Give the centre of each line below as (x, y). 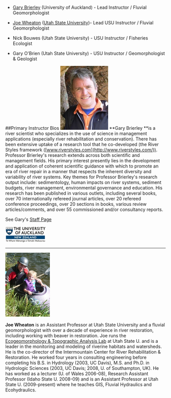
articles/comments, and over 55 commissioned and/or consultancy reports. (84, 209)
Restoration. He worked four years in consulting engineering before (76, 357)
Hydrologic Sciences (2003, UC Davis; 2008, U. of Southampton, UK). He (82, 368)
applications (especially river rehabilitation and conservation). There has (81, 139)
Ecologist (22, 43)
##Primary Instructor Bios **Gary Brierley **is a (80, 128)
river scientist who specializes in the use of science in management (76, 133)
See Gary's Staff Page (28, 219)
